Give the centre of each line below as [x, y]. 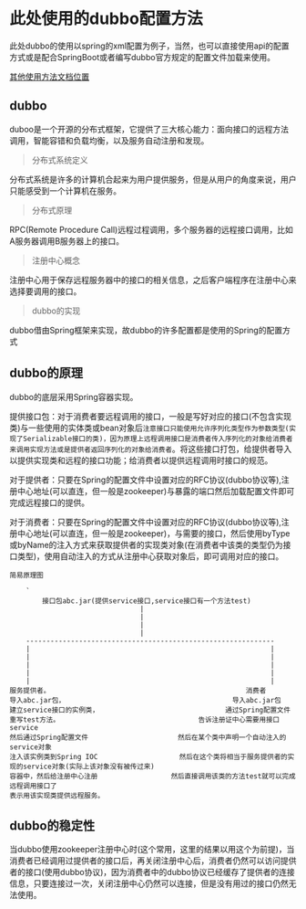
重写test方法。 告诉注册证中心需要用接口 [145, 719]
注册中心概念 [56, 260]
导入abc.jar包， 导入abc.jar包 [145, 700]
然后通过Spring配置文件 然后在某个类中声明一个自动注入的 [148, 737]
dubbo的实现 [56, 311]
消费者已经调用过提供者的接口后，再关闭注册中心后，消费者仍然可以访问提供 [153, 861]
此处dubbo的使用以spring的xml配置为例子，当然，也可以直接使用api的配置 [149, 46]
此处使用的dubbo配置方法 [106, 19]
